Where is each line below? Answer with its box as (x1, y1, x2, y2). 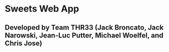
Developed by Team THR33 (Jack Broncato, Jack (5, 23, 164, 32)
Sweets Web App (5, 3, 80, 15)
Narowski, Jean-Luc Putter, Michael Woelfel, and (5, 31, 164, 39)
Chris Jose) (5, 39, 42, 47)
